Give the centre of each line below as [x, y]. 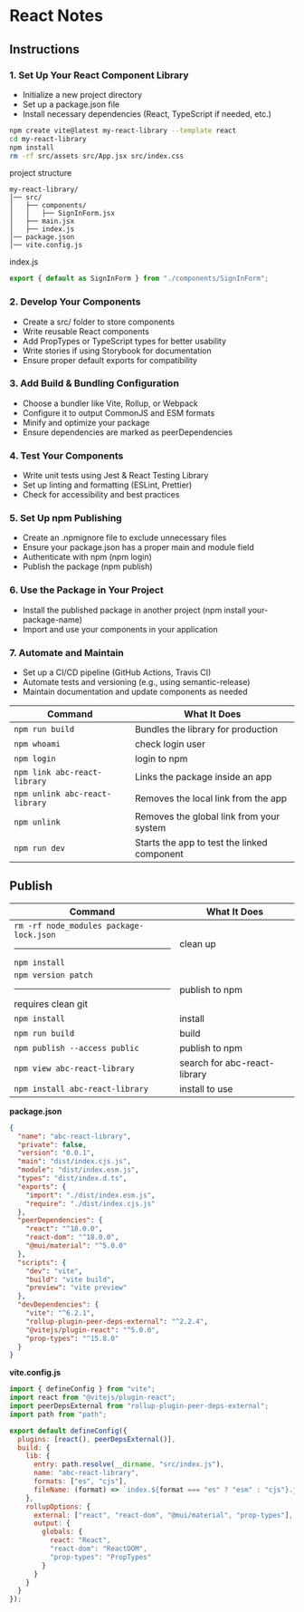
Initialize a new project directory [82, 94]
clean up [198, 944]
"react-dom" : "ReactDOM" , [98, 1549]
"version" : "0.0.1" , [56, 1153]
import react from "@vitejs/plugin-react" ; [93, 1398]
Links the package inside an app [203, 777]
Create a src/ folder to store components [98, 322]
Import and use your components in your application [120, 629]
